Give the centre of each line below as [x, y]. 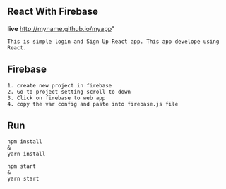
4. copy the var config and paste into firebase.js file [93, 104]
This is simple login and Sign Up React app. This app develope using [113, 42]
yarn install [26, 154]
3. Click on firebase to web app [56, 98]
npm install [25, 142]
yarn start [23, 179]
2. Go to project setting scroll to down [69, 92]
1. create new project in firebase [60, 85]
